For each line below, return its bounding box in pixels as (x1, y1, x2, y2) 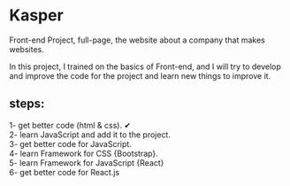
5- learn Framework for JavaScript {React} (9, 157, 164, 168)
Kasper (9, 5, 64, 26)
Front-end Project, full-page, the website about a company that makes (9, 35, 265, 45)
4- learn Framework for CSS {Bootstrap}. (9, 148, 158, 159)
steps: (9, 97, 45, 112)
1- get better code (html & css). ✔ (9, 120, 131, 130)
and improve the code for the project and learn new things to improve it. (9, 70, 271, 81)
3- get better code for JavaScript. (9, 138, 133, 149)
